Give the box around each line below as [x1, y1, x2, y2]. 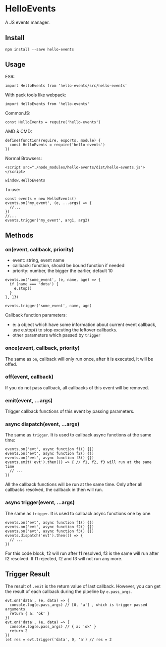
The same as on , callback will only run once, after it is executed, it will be [5, 356, 154, 362]
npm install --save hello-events [5, 47, 74, 52]
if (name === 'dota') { [9, 282, 58, 287]
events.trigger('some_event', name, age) [5, 303, 92, 309]
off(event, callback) [5, 374, 54, 380]
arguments [5, 606, 26, 612]
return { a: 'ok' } [9, 611, 50, 616]
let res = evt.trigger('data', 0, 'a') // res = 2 [5, 637, 112, 642]
